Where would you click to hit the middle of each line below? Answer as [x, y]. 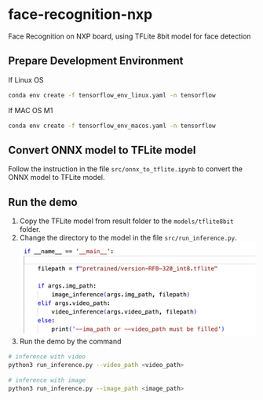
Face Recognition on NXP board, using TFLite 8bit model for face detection [130, 36]
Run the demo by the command [70, 341]
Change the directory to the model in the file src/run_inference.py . [128, 238]
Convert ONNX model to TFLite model [102, 150]
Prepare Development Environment [96, 61]
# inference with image [47, 380]
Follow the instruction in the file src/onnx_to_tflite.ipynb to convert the [126, 169]
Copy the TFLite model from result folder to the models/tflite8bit [126, 221]
